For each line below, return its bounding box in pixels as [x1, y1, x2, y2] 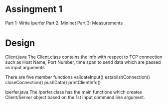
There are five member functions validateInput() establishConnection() [5, 74, 151, 80]
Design [5, 37, 35, 49]
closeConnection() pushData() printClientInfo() [5, 79, 101, 85]
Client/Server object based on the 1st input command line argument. [5, 94, 146, 100]
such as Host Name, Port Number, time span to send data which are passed [5, 59, 161, 65]
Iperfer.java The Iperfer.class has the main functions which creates [5, 89, 143, 95]
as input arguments [5, 64, 45, 70]
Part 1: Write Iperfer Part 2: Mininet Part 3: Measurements [5, 20, 123, 26]
